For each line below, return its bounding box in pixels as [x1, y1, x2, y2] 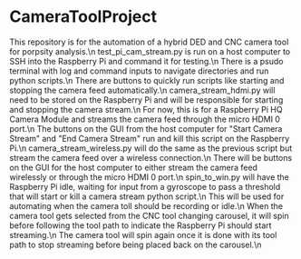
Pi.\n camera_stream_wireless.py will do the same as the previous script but [9, 143, 293, 154]
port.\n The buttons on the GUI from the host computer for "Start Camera [9, 123, 283, 134]
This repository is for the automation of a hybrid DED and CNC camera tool [9, 36, 289, 47]
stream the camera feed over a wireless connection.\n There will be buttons [9, 152, 293, 163]
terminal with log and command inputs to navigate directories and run [9, 65, 269, 76]
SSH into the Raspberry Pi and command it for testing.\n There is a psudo [9, 55, 284, 66]
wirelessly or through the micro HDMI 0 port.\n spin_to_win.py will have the [9, 171, 290, 183]
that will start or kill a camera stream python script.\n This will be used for [9, 191, 285, 202]
